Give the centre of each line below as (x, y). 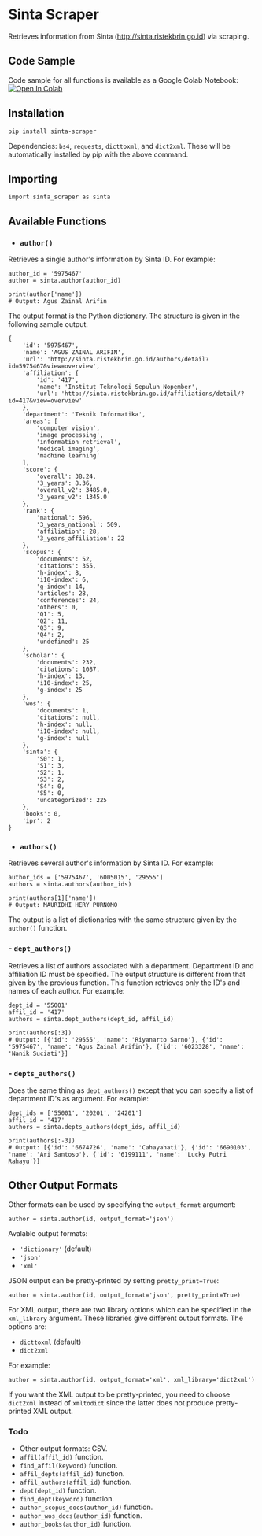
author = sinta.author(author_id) (65, 281)
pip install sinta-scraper (52, 131)
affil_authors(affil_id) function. (76, 1482)
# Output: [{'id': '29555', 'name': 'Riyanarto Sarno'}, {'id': (116, 1040)
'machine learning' (68, 456)
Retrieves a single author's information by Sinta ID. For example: (112, 259)
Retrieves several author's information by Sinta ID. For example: (111, 863)
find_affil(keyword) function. (68, 1465)
